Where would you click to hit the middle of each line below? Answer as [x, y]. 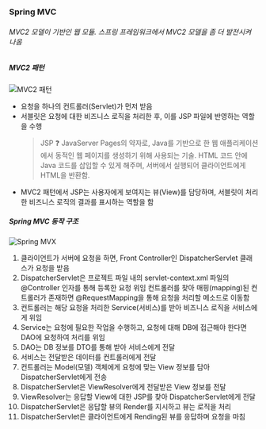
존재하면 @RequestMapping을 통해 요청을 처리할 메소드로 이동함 [149, 298]
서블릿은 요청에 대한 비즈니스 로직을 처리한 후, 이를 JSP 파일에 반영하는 [130, 116]
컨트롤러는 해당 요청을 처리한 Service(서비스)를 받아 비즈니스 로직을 [125, 308]
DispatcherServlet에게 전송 [64, 377]
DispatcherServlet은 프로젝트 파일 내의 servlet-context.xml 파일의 [125, 278]
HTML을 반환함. [65, 175]
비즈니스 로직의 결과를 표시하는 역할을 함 [91, 201]
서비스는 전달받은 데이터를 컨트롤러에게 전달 [88, 357]
